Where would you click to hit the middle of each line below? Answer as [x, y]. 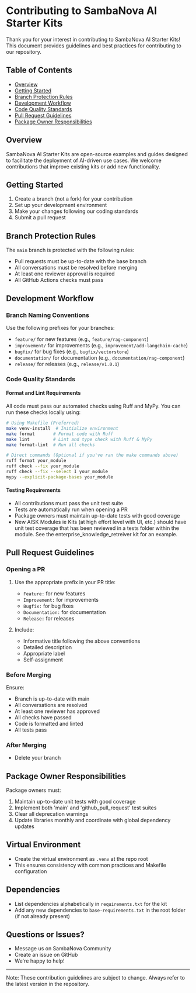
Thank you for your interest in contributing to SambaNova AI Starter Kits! [93, 39]
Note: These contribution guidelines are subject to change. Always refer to [96, 978]
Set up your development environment [60, 205]
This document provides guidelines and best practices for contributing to [94, 46]
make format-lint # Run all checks [50, 445]
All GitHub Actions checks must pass [59, 280]
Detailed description [47, 647]
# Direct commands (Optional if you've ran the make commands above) [92, 455]
